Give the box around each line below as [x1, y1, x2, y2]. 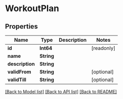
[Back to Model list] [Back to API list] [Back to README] [5, 89, 117, 95]
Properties [5, 22, 38, 31]
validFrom [7, 68, 32, 75]
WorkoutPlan [5, 3, 60, 14]
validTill [7, 76, 27, 83]
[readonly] [91, 45, 116, 51]
